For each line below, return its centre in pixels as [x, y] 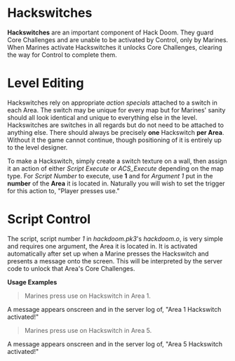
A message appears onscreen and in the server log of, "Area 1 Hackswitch [114, 309]
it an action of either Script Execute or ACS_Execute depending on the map [116, 168]
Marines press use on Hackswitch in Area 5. [88, 330]
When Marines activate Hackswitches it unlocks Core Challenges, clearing [115, 47]
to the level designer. [38, 147]
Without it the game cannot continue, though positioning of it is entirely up [115, 140]
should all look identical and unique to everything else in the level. [102, 117]
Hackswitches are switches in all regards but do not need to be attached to [116, 125]
